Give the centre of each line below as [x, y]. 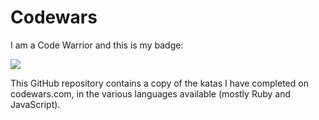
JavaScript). [35, 104]
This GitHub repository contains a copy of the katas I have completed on [159, 83]
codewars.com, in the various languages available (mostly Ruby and [150, 93]
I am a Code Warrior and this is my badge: [97, 45]
